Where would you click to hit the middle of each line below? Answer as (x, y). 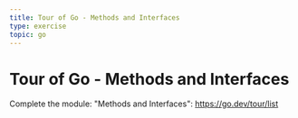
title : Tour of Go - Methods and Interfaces (95, 18)
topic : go (28, 34)
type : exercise (38, 26)
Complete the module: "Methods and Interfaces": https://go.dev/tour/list (144, 104)
